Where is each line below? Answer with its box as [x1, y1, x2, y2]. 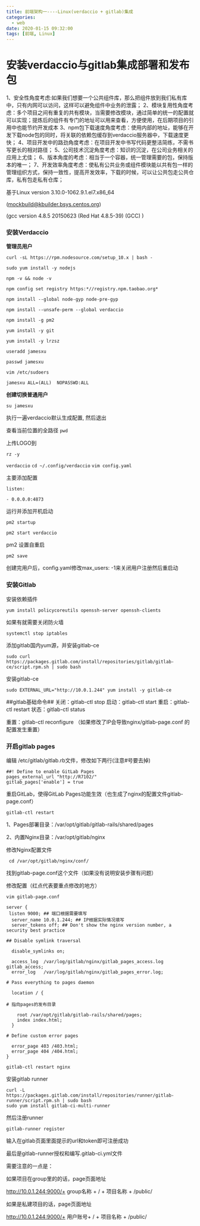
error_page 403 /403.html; [11, 1043, 79, 1049]
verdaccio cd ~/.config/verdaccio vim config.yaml [6, 463, 132, 469]
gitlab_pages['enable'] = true [6, 779, 84, 785]
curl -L [6, 1087, 26, 1093]
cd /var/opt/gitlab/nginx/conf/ [8, 858, 89, 864]
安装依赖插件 [6, 595, 37, 603]
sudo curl [6, 653, 31, 659]
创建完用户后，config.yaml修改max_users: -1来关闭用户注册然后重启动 [6, 564, 179, 572]
